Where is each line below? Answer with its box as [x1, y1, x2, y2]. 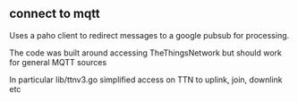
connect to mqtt [9, 6, 100, 21]
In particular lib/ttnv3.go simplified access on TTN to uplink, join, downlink [9, 74, 283, 85]
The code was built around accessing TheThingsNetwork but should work [9, 47, 282, 58]
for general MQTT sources [9, 56, 107, 67]
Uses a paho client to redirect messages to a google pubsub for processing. [9, 30, 290, 40]
